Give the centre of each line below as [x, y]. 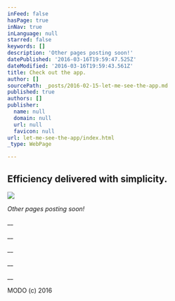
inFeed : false [28, 14]
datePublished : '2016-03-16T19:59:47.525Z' [72, 60]
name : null [30, 112]
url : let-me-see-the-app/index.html [61, 138]
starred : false [30, 40]
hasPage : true [28, 20]
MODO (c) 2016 [30, 290]
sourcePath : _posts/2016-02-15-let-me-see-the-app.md [88, 86]
